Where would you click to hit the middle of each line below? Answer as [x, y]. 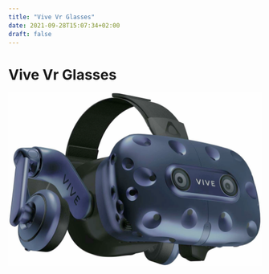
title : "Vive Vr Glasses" [51, 17]
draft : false [30, 34]
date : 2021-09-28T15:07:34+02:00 [64, 25]
